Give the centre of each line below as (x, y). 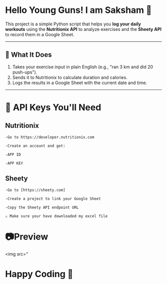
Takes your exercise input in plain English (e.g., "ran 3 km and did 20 (83, 67)
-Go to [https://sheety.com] (35, 190)
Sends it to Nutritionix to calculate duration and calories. (70, 77)
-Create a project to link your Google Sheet (53, 198)
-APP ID (13, 154)
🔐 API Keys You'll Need (53, 107)
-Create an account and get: (35, 146)
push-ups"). (25, 72)
